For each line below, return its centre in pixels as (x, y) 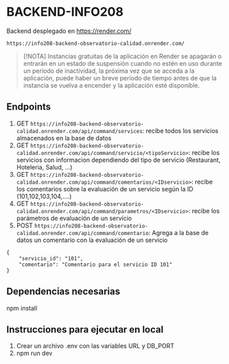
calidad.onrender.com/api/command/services (80, 131)
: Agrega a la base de (179, 232)
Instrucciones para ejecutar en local (85, 329)
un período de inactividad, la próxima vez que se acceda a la (109, 71)
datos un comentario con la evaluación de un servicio (92, 240)
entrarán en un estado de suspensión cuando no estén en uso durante (122, 63)
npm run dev (34, 353)
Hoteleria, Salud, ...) (44, 167)
